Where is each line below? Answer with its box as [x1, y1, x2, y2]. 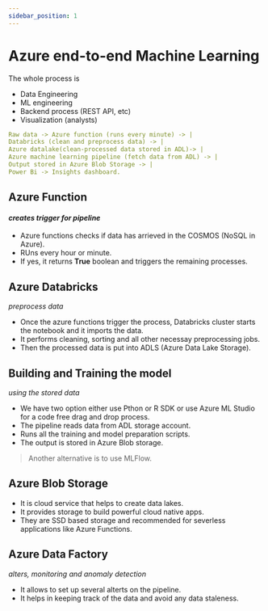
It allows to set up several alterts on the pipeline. [19, 584, 182, 594]
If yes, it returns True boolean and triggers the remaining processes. [19, 256, 248, 267]
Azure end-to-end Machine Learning [8, 46, 260, 65]
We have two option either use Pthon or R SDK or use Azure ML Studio [19, 403, 256, 413]
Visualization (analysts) [19, 115, 98, 124]
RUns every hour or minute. [19, 248, 112, 258]
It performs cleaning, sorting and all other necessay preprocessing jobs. [19, 335, 261, 344]
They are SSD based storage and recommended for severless [19, 515, 226, 525]
